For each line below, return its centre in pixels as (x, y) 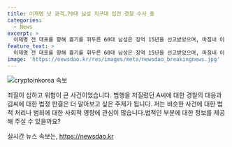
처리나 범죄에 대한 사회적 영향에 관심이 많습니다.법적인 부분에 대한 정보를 (113, 112)
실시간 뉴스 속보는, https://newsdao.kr (60, 136)
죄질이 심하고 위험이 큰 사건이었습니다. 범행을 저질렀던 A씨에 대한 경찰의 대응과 (115, 94)
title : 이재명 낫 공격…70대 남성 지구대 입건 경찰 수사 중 (81, 14)
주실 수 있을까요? (38, 121)
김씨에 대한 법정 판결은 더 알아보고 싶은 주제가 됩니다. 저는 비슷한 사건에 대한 (111, 104)
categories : (24, 20)
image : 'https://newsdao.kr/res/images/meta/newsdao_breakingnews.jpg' (114, 59)
